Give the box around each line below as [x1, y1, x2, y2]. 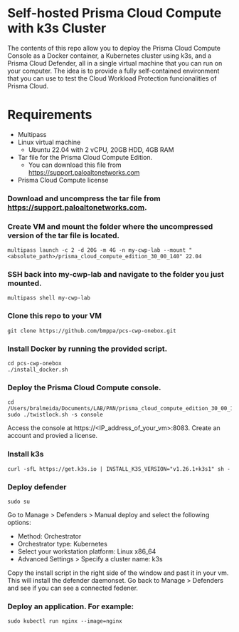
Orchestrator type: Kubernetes [17, 539, 108, 548]
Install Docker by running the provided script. [7, 344, 168, 354]
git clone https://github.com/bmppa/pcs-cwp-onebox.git [7, 327, 176, 335]
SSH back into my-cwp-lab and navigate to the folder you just [7, 270, 224, 280]
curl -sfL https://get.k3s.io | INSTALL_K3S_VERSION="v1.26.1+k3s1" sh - [7, 465, 231, 472]
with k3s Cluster [7, 20, 107, 36]
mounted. [7, 278, 42, 288]
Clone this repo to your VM [7, 311, 102, 321]
